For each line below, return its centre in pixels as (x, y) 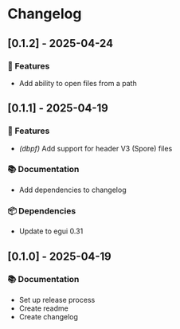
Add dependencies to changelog (72, 190)
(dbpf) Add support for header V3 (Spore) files (96, 148)
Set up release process (57, 300)
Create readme (43, 308)
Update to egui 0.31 (51, 231)
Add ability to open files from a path (78, 83)
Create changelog (49, 316)
